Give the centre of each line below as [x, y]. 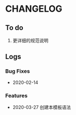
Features [16, 96]
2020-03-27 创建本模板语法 [42, 107]
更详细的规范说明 [30, 40]
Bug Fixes [18, 71]
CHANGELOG [34, 9]
